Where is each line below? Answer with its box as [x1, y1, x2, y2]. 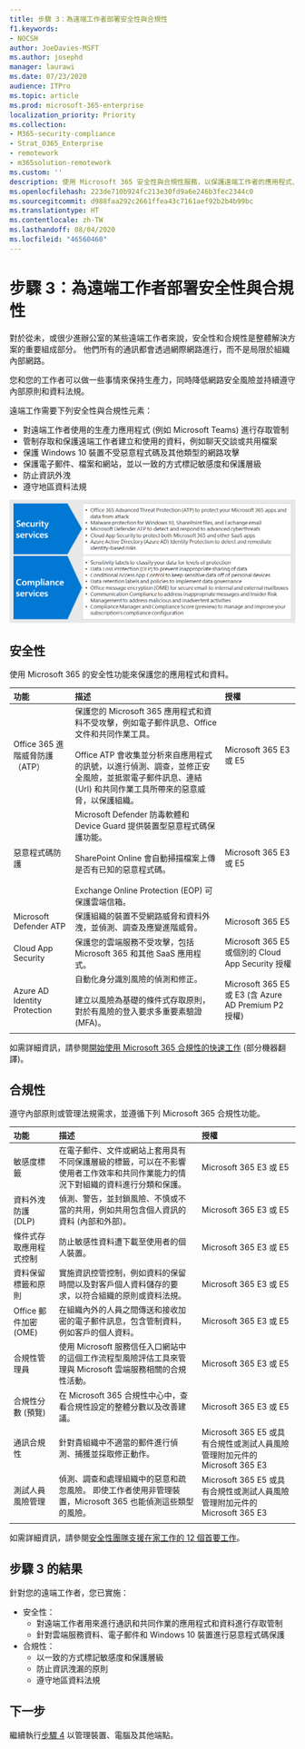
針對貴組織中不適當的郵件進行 [58, 1437, 171, 1448]
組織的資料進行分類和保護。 [83, 1179, 187, 1190]
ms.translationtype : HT [9, 206, 100, 215]
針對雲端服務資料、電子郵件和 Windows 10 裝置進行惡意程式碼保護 [35, 1629, 285, 1640]
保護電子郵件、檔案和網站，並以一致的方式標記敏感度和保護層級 [22, 458, 261, 469]
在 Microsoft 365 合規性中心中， [58, 1390, 181, 1400]
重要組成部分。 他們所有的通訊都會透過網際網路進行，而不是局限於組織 [25, 343, 290, 354]
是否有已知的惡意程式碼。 [74, 864, 171, 875]
